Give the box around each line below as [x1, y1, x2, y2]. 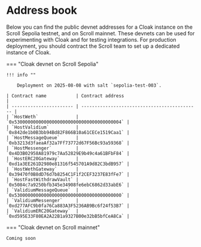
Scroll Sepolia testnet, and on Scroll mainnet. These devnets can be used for [6, 29, 195, 36]
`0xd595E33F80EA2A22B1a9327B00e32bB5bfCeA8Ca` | [6, 213, 130, 219]
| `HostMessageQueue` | [6, 135, 79, 141]
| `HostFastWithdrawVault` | [6, 176, 79, 182]
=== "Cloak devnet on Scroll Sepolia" [6, 60, 99, 68]
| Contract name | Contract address [6, 93, 124, 99]
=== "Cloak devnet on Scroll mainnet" [6, 224, 100, 231]
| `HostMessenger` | [6, 145, 79, 151]
